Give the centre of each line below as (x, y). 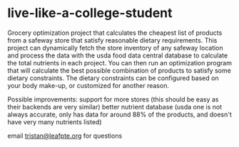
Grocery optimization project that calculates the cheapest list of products (115, 33)
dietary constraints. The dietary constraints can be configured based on (113, 78)
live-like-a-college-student (90, 13)
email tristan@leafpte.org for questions (65, 136)
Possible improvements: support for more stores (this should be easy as (113, 99)
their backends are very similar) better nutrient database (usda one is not (115, 107)
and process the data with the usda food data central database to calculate (118, 55)
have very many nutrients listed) (55, 121)
